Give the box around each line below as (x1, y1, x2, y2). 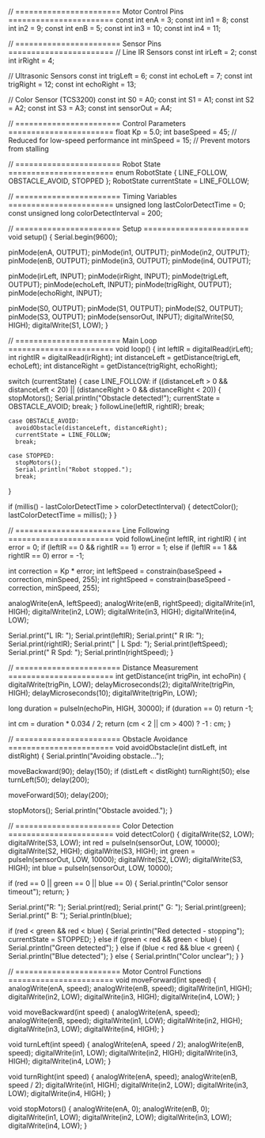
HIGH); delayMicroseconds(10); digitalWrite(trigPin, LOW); (8, 688, 198, 697)
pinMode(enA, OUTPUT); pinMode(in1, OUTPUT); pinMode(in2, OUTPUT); (8, 247, 250, 257)
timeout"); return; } (8, 887, 70, 896)
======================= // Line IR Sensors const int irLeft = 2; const (8, 48, 257, 56)
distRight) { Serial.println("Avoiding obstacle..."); (8, 751, 165, 761)
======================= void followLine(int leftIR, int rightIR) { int (8, 535, 247, 543)
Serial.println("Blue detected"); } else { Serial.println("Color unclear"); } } (8, 952, 244, 960)
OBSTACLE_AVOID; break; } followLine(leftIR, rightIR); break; (8, 402, 205, 411)
